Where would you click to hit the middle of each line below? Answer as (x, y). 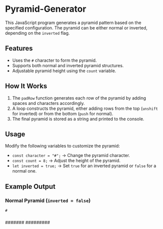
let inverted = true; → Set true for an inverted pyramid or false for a (84, 166)
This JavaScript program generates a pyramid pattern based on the (73, 23)
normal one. (24, 171)
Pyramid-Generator (46, 9)
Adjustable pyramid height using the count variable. (64, 71)
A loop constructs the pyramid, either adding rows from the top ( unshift (85, 108)
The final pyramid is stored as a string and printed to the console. (78, 119)
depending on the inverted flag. (38, 33)
